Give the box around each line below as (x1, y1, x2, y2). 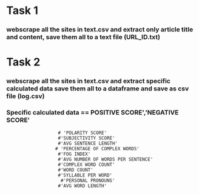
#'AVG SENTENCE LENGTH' (58, 140, 118, 146)
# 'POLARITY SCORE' (58, 130, 107, 136)
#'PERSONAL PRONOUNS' (60, 177, 115, 184)
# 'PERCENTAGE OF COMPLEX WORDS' (55, 145, 140, 152)
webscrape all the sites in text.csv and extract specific (6, 77, 171, 85)
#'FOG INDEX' (58, 151, 91, 157)
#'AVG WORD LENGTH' (58, 182, 107, 189)
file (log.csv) (6, 92, 45, 101)
